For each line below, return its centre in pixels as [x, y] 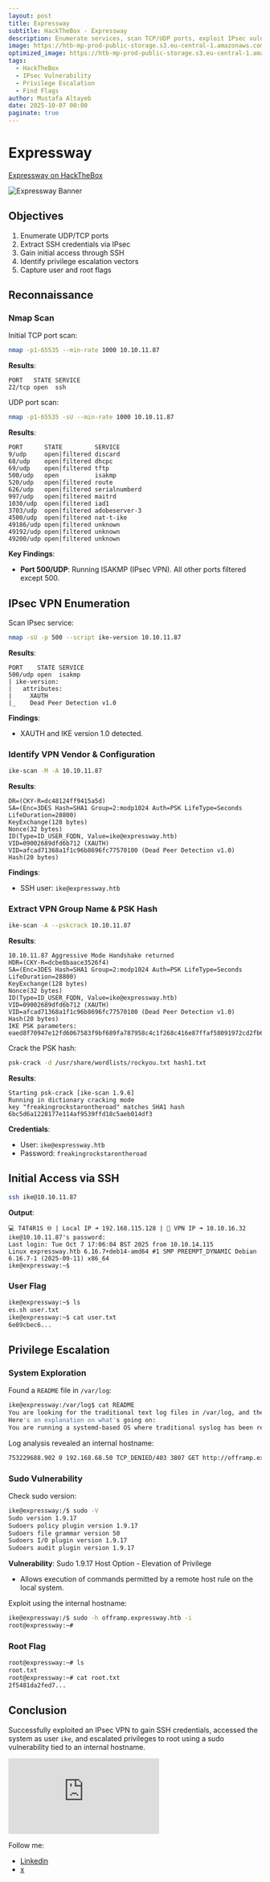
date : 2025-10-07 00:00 [48, 105]
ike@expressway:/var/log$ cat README [72, 1405]
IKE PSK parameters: [43, 1026]
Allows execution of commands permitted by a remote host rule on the [136, 1579]
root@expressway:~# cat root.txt [64, 1677]
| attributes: [35, 689]
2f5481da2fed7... [37, 1685]
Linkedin [34, 1860]
